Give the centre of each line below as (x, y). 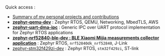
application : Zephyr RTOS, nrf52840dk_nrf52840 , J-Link (70, 43)
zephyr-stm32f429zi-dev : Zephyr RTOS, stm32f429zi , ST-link (76, 48)
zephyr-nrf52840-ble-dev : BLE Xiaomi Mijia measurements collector (86, 38)
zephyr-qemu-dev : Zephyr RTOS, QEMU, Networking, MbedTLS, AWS (85, 22)
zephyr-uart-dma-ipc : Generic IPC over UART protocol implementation (86, 27)
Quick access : (20, 7)
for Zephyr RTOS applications (42, 32)
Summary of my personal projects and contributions (66, 17)
